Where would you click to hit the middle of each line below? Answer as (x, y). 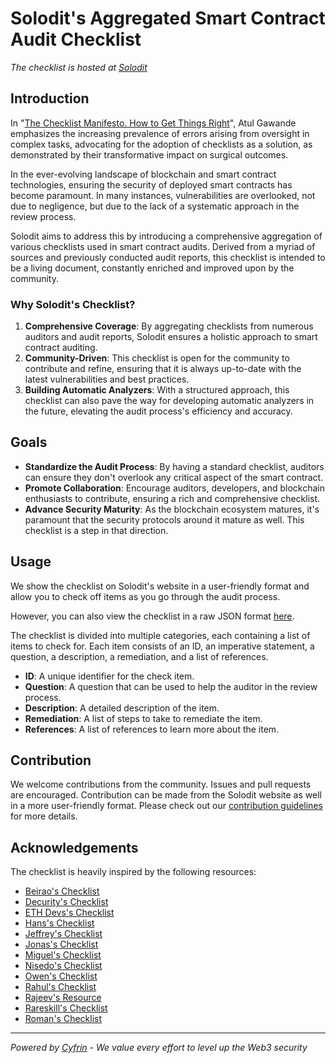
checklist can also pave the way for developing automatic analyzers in (169, 401)
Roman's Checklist (63, 1019)
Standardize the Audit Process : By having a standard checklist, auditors (174, 466)
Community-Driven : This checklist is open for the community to (157, 358)
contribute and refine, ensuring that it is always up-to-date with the (163, 369)
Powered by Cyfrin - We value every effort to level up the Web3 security (159, 1048)
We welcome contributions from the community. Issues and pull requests (161, 784)
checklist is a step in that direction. (96, 530)
